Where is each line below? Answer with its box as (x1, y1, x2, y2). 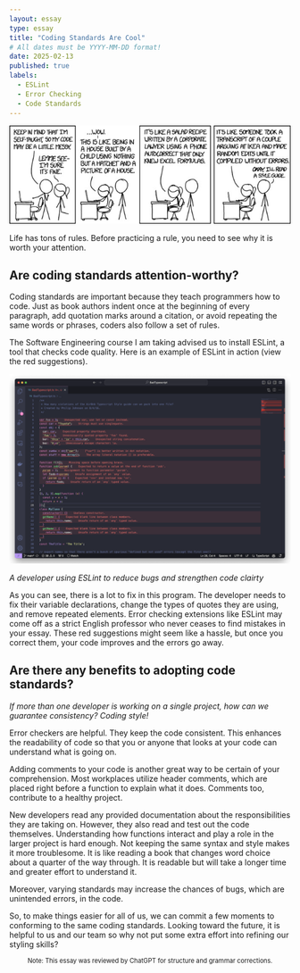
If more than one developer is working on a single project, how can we (9, 701, 270, 711)
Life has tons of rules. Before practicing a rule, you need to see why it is (9, 232, 274, 243)
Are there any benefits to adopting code (9, 663, 236, 678)
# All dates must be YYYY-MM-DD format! (9, 43, 162, 52)
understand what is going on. (9, 746, 117, 757)
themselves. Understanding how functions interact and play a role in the (9, 828, 274, 839)
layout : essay (9, 14, 62, 23)
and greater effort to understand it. (9, 866, 137, 877)
